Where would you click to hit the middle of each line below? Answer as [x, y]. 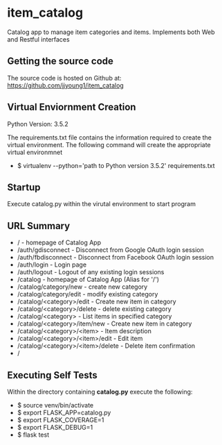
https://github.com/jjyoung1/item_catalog [66, 85]
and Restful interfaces [39, 39]
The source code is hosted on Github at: [65, 78]
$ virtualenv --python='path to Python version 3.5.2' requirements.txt [116, 165]
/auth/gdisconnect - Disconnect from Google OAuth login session [110, 250]
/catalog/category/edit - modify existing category [87, 294]
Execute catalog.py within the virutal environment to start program [101, 204]
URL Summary [39, 226]
